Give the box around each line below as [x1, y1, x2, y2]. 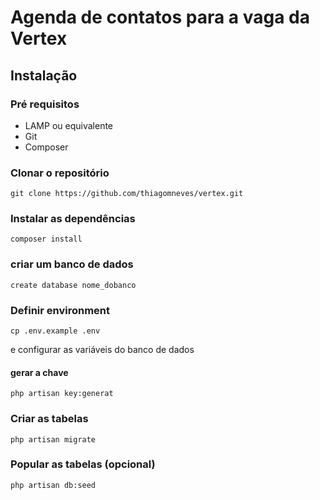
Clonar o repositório [10, 166, 110, 180]
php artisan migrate [10, 434, 97, 445]
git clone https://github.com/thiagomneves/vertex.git [10, 189, 244, 199]
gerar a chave [10, 366, 69, 378]
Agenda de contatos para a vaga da [10, 6, 310, 29]
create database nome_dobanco [10, 280, 137, 290]
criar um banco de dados [10, 257, 134, 271]
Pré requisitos [10, 97, 80, 111]
